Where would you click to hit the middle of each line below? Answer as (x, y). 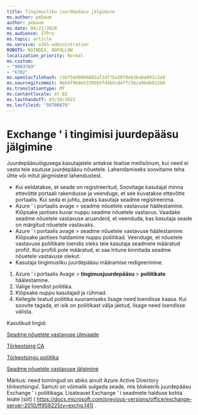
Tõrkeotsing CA (26, 346)
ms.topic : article (29, 39)
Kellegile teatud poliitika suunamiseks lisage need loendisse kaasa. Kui (101, 299)
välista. (24, 312)
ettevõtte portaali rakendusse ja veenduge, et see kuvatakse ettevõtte (100, 193)
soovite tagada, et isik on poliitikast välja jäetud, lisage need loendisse (100, 306)
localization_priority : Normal (45, 56)
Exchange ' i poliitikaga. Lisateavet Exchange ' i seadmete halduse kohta (95, 393)
